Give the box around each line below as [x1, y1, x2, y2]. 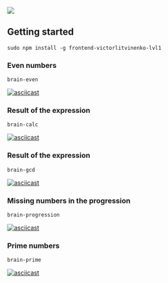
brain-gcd [7, 166, 36, 173]
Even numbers [7, 60, 57, 70]
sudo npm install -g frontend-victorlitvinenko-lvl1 [7, 44, 162, 51]
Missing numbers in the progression [7, 196, 131, 206]
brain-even [7, 76, 39, 83]
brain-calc [7, 121, 39, 128]
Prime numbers [7, 241, 60, 250]
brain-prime [7, 257, 41, 264]
